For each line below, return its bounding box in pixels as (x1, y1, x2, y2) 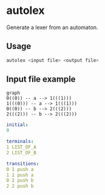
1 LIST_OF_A (6, 144, 36, 150)
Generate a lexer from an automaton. (6, 24, 98, 31)
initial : (6, 122, 29, 128)
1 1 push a (6, 172, 34, 178)
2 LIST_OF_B (6, 150, 36, 156)
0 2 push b (6, 177, 34, 183)
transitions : (6, 160, 39, 167)
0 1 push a (6, 166, 34, 173)
